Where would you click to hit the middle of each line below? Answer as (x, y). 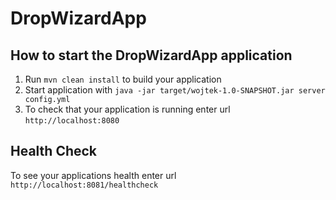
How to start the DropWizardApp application (151, 55)
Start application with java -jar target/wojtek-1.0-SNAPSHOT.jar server (175, 90)
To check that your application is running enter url (127, 109)
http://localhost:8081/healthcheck (84, 185)
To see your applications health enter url (93, 175)
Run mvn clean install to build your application (123, 79)
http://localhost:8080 (72, 121)
